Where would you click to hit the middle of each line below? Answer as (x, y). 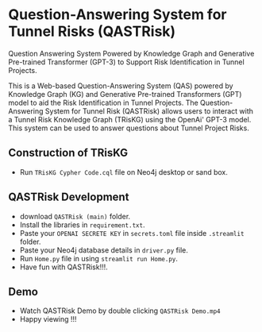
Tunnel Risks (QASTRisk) (92, 31)
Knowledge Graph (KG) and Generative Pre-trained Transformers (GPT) (125, 94)
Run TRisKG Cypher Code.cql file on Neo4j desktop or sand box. (123, 172)
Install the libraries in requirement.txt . (82, 225)
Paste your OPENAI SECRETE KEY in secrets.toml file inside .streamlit (132, 233)
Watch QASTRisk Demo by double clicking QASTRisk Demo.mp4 (120, 311)
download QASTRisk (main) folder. (75, 216)
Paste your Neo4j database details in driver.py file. (104, 250)
